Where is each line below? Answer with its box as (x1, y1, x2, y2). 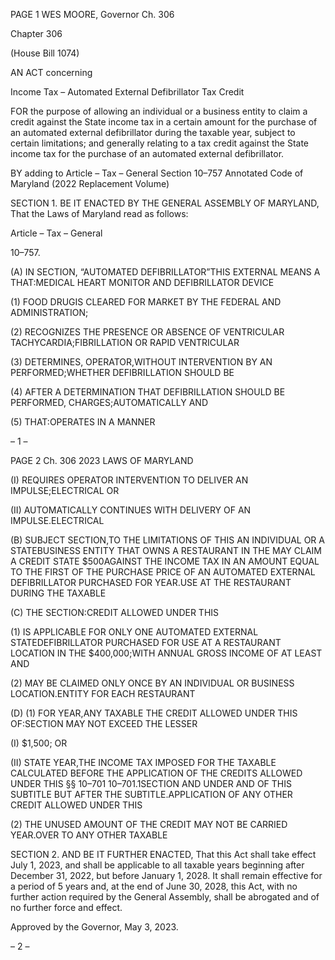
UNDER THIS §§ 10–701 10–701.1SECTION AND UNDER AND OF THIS (10, 778, 293, 789)
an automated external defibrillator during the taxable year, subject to (10, 127, 296, 138)
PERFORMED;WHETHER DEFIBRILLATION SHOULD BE (10, 367, 235, 378)
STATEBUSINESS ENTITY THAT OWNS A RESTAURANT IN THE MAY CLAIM (10, 545, 322, 556)
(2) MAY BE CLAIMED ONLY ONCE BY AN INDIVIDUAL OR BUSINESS (10, 677, 295, 689)
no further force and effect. (10, 902, 123, 913)
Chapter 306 (10, 28, 63, 39)
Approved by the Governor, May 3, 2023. (10, 921, 179, 933)
